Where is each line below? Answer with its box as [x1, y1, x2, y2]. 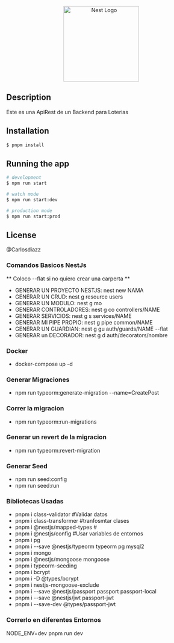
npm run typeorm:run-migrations [14, 418, 97, 425]
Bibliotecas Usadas [6, 497, 64, 506]
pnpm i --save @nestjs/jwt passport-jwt [14, 594, 114, 601]
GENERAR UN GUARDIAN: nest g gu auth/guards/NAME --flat [14, 325, 169, 332]
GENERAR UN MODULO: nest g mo [14, 299, 102, 306]
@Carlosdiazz [6, 246, 41, 253]
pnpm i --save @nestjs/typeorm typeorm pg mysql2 [14, 543, 144, 550]
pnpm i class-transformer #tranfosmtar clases [14, 517, 129, 525]
